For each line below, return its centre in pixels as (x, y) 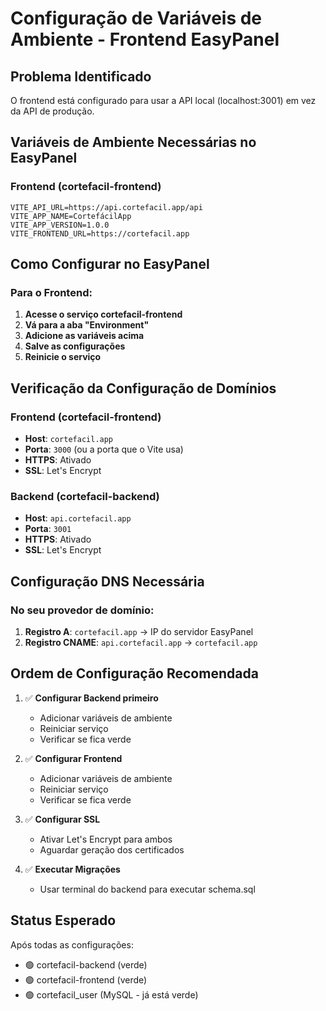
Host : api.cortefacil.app (78, 518)
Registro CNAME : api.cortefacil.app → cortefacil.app (141, 643)
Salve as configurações (75, 346)
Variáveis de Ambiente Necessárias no (133, 142)
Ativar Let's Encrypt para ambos (106, 839)
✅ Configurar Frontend (73, 758)
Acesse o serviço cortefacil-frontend (103, 314)
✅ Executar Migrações (72, 869)
